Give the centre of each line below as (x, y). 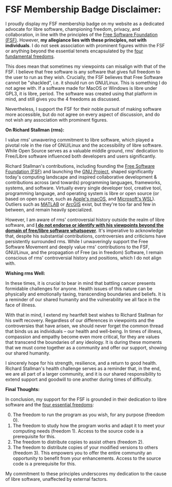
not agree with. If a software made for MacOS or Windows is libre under (81, 88)
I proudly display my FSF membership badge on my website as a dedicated (85, 24)
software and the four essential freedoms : (50, 404)
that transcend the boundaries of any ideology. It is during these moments (84, 342)
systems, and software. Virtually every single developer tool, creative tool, (84, 188)
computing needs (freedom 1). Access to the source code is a (78, 431)
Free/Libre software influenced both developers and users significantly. (81, 156)
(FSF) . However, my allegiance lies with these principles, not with (76, 40)
